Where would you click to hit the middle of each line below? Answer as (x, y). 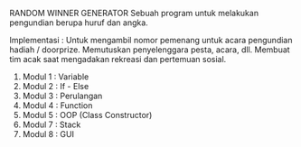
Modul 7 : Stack (52, 124)
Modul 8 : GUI (48, 134)
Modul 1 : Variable (56, 77)
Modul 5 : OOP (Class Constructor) (87, 115)
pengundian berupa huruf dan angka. (79, 23)
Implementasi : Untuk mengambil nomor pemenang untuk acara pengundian (151, 40)
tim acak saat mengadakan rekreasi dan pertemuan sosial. (118, 59)
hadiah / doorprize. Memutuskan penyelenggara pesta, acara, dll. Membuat (150, 50)
